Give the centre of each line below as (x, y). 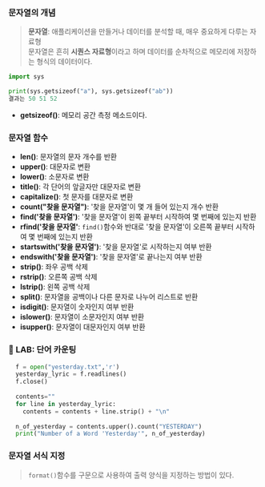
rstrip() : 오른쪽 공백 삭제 (58, 277)
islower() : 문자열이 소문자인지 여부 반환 (82, 317)
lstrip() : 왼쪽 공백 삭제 (55, 287)
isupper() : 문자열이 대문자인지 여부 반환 (82, 327)
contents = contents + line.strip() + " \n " (96, 411)
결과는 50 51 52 (33, 99)
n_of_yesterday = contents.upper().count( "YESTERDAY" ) (109, 426)
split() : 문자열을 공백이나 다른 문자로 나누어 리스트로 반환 (109, 297)
